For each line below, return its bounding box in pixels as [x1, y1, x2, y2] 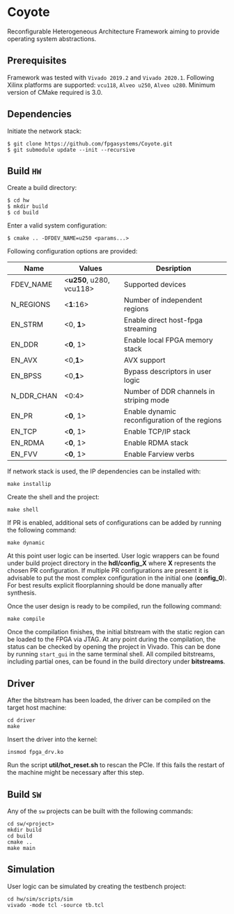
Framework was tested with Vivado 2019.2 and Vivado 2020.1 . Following [7, 73, 214, 81]
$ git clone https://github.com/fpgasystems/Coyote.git [7, 140, 173, 147]
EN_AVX [10, 356, 38, 365]
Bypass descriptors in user [124, 367, 212, 377]
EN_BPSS [10, 371, 42, 381]
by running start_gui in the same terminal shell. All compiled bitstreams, [7, 650, 216, 659]
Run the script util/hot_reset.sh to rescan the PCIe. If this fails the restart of [7, 761, 225, 769]
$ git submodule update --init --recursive [7, 146, 136, 153]
